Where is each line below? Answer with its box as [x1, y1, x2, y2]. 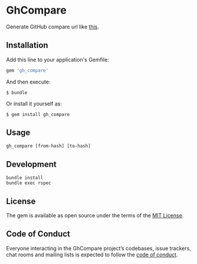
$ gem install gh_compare [6, 111, 70, 117]
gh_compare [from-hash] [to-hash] [6, 143, 91, 149]
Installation [6, 40, 48, 50]
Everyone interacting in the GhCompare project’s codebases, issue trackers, [6, 244, 192, 252]
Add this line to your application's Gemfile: [6, 56, 109, 63]
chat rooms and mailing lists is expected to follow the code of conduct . [6, 251, 178, 258]
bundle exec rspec [6, 180, 51, 186]
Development [6, 159, 57, 169]
